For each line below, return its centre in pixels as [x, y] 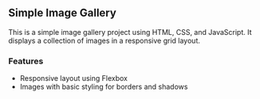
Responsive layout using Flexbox [73, 78]
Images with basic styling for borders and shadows [104, 87]
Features [26, 61]
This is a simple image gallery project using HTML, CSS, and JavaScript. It [130, 32]
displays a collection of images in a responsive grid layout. [104, 40]
